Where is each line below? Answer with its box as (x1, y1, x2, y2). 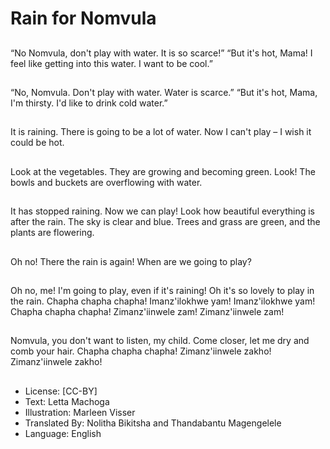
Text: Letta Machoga (24, 395, 110, 407)
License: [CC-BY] (24, 385, 98, 397)
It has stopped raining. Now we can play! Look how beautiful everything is (10, 205, 315, 217)
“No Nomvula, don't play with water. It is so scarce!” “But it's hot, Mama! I (10, 47, 313, 59)
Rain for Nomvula (10, 7, 157, 30)
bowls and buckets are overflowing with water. (10, 176, 203, 188)
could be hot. (10, 137, 65, 149)
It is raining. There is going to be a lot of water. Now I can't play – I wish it (10, 126, 312, 138)
